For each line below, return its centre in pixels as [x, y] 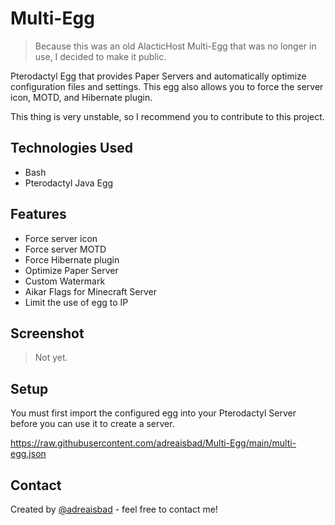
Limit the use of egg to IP [76, 302]
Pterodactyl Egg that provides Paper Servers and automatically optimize [158, 76]
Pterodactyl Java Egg [69, 183]
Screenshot [47, 333]
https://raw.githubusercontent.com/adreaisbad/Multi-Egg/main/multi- [153, 443]
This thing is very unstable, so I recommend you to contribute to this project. [167, 116]
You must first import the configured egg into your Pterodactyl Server [153, 413]
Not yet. [51, 358]
